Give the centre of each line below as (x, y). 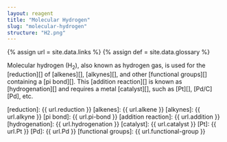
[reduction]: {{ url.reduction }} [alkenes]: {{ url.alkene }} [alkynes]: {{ (104, 110)
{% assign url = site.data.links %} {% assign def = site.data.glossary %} (109, 52)
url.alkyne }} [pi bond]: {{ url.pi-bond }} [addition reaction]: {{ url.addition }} (114, 117)
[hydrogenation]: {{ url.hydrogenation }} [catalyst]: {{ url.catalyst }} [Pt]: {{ (112, 124)
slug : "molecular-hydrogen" (47, 26)
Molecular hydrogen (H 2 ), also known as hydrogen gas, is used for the (106, 66)
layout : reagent (30, 13)
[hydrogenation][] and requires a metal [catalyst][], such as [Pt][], (100, 89)
